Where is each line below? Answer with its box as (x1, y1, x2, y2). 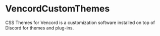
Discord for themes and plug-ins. (5, 24, 74, 30)
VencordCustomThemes (5, 3, 110, 14)
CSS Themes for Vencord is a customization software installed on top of (5, 19, 155, 25)
